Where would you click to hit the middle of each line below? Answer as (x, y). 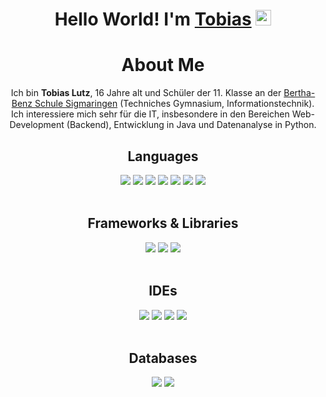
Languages (163, 156)
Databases (163, 358)
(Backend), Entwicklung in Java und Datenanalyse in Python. (191, 125)
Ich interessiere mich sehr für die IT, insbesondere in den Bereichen (150, 114)
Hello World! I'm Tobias (153, 19)
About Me (163, 65)
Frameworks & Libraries (163, 223)
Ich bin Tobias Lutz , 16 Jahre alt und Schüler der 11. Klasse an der (146, 93)
